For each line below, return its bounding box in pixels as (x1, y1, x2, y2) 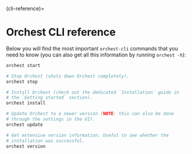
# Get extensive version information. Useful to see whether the (6, 132, 169, 138)
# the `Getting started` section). (6, 95, 93, 101)
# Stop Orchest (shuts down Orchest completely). (6, 73, 130, 79)
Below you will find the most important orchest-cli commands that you (6, 45, 179, 52)
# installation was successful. (6, 138, 85, 143)
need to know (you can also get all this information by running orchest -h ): (6, 51, 186, 58)
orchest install (6, 100, 46, 106)
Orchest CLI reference (6, 26, 116, 39)
